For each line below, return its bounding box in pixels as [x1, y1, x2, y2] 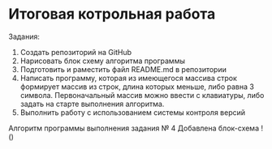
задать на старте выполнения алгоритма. [19, 99, 165, 109]
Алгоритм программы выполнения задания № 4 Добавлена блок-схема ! [8, 123, 264, 133]
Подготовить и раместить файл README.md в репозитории [19, 64, 227, 74]
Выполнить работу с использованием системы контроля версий [19, 107, 246, 117]
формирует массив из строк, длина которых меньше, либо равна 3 [19, 82, 254, 92]
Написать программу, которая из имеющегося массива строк [19, 73, 238, 83]
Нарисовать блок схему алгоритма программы [19, 56, 185, 66]
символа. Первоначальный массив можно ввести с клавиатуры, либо [19, 90, 265, 100]
